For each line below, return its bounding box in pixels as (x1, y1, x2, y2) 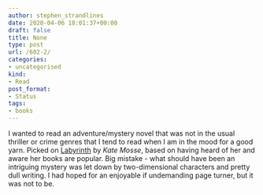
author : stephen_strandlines (8, 11, 104, 20)
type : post (8, 41, 44, 49)
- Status (8, 92, 37, 100)
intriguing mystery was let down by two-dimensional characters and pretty (8, 163, 250, 171)
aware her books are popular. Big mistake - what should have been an (8, 154, 235, 163)
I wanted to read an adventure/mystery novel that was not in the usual (8, 129, 235, 138)
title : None (8, 33, 47, 42)
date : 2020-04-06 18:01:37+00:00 (8, 19, 118, 27)
